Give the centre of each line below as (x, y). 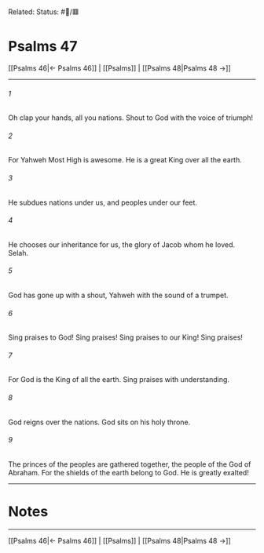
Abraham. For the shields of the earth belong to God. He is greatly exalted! (128, 472)
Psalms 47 (43, 47)
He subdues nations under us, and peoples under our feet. (103, 202)
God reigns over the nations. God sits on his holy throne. (99, 422)
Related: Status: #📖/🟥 (44, 12)
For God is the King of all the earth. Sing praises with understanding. (119, 380)
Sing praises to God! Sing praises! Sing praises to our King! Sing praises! (126, 337)
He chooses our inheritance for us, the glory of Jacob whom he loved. (122, 244)
